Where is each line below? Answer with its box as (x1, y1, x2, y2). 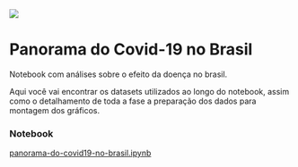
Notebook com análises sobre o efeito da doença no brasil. (9, 69, 228, 79)
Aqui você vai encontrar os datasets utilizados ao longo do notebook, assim (9, 86, 290, 96)
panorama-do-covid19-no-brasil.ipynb (9, 147, 152, 159)
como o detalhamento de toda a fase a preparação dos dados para (9, 96, 257, 106)
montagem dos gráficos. (9, 104, 101, 115)
